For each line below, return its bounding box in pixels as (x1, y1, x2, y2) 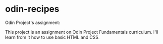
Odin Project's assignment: (5, 20, 60, 25)
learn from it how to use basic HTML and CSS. (5, 34, 100, 40)
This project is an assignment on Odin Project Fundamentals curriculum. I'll (5, 29, 159, 35)
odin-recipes (5, 3, 59, 15)
